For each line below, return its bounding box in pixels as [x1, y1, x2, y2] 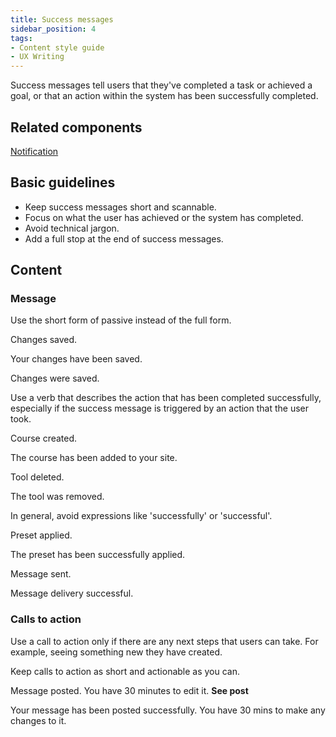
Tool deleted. [10, 471, 65, 483]
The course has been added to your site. [10, 452, 178, 464]
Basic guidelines [10, 174, 116, 191]
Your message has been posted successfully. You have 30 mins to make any [10, 704, 326, 716]
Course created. [10, 432, 78, 445]
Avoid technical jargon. [24, 222, 120, 234]
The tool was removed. [10, 491, 105, 503]
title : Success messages [10, 14, 114, 25]
